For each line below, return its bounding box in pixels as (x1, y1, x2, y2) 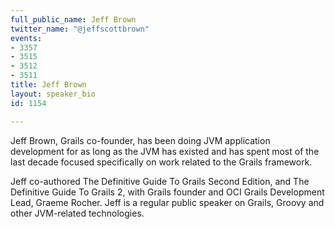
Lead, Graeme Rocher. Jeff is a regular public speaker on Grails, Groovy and (10, 196, 325, 208)
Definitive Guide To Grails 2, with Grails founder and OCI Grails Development (10, 186, 325, 198)
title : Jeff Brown (10, 80, 87, 90)
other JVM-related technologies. (10, 207, 145, 219)
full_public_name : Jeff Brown (10, 14, 137, 25)
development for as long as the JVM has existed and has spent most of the (10, 145, 320, 157)
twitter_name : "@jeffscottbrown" (10, 24, 150, 34)
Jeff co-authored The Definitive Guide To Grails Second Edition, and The (10, 175, 310, 187)
